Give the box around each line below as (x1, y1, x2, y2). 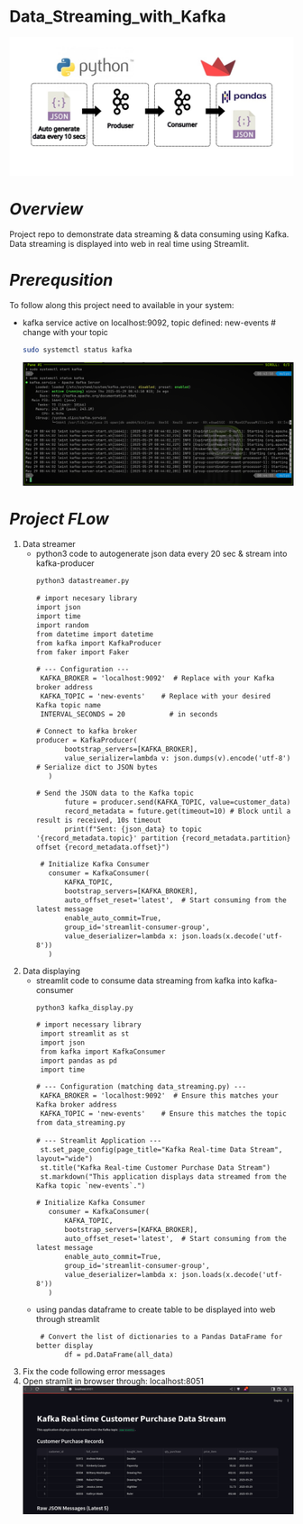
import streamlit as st (40, 1029, 130, 1038)
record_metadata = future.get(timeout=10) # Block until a (64, 807, 291, 816)
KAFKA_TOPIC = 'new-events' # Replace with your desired (40, 691, 271, 700)
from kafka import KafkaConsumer (40, 1047, 166, 1056)
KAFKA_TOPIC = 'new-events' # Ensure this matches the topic (40, 1109, 287, 1118)
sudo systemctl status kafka (22, 345, 133, 354)
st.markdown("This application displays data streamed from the (40, 1173, 287, 1182)
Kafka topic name (35, 700, 102, 709)
